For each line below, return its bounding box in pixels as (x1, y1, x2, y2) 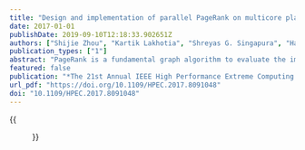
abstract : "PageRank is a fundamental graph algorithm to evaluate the (9, 55, 286, 64)
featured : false (9, 64, 71, 73)
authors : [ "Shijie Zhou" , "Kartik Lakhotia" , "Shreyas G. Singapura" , (9, 38, 282, 48)
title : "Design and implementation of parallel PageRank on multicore (9, 13, 282, 23)
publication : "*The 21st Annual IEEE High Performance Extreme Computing (9, 72, 295, 81)
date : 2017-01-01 (9, 22, 75, 31)
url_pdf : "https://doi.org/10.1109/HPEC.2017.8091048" (9, 80, 221, 89)
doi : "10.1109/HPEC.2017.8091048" (9, 89, 141, 98)
